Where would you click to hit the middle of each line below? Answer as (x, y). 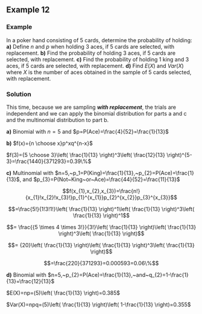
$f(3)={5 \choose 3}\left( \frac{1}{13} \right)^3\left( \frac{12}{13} (86, 155)
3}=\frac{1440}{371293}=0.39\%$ (49, 161)
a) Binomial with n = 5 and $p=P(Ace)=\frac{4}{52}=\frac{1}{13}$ (87, 131)
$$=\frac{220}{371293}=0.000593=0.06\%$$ (101, 263)
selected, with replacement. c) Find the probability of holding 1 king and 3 (98, 59)
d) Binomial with (27, 275)
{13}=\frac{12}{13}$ (30, 281)
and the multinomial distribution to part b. (58, 120)
